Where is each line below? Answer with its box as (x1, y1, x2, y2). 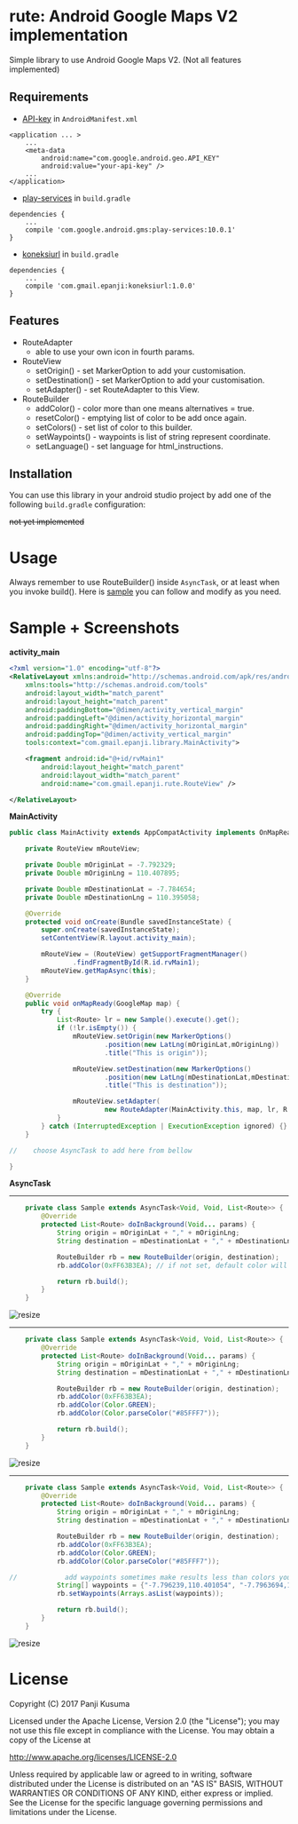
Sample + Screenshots (9, 617, 180, 638)
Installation (9, 466, 73, 481)
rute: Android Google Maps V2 (9, 6, 239, 27)
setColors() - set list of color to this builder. (35, 422, 193, 432)
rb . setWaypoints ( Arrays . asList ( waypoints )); (56, 1590, 224, 1598)
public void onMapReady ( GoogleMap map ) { (25, 999, 180, 1008)
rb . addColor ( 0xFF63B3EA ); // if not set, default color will (56, 1261, 288, 1270)
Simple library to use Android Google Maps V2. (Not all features (9, 54, 242, 65)
